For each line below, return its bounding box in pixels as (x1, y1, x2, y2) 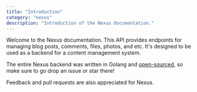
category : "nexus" (6, 14, 52, 20)
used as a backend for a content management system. (6, 49, 141, 57)
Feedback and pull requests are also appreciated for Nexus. (6, 79, 154, 86)
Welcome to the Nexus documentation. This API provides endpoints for (6, 37, 182, 44)
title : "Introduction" (6, 8, 63, 15)
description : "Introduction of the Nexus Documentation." (6, 20, 154, 26)
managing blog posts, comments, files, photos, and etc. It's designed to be (6, 43, 191, 50)
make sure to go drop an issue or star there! (6, 67, 115, 75)
